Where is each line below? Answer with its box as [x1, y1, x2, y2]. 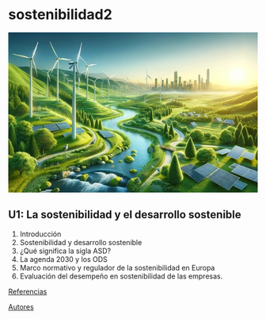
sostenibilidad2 [8, 6, 112, 24]
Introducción [19, 229, 62, 239]
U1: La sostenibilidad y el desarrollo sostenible [8, 208, 241, 221]
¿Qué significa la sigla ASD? [19, 246, 112, 256]
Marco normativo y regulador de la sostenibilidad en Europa [19, 263, 215, 272]
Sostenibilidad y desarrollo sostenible [19, 237, 142, 247]
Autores [8, 302, 34, 311]
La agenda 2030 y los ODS [19, 254, 108, 263]
